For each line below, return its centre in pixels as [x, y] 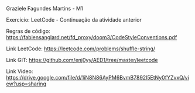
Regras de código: [28, 31]
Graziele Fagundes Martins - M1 [45, 8]
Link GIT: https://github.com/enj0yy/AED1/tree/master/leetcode [82, 60]
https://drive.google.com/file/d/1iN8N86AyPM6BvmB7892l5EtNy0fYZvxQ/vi [97, 77]
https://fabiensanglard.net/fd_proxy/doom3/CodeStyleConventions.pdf [92, 37]
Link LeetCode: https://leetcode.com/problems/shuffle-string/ [81, 49]
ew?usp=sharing [26, 84]
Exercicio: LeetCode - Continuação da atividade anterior [74, 20]
